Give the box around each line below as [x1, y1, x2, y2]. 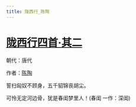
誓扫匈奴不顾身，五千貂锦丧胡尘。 [6, 82, 89, 89]
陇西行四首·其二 [6, 36, 83, 49]
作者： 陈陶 [6, 69, 33, 76]
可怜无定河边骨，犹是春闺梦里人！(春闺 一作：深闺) [6, 94, 131, 101]
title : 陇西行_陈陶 [6, 8, 50, 15]
